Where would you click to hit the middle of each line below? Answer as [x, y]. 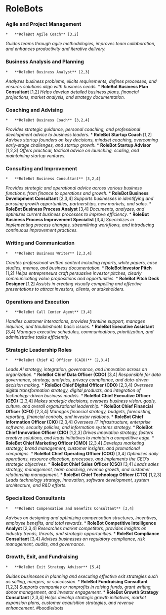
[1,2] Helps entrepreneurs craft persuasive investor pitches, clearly [74, 273]
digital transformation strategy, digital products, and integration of [73, 390]
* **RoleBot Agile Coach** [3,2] [42, 34]
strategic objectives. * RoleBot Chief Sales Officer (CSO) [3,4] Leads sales [82, 464]
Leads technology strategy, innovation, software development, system [78, 480]
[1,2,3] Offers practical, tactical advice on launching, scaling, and [72, 151]
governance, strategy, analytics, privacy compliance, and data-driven [77, 380]
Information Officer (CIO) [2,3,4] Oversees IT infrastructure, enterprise [78, 422]
